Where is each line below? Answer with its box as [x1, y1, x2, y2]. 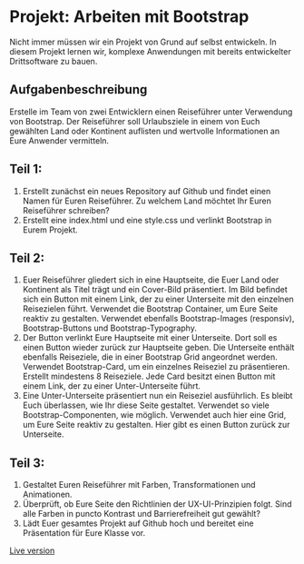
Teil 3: [9, 455, 45, 470]
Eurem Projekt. [22, 224, 79, 235]
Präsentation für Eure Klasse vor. [22, 528, 146, 539]
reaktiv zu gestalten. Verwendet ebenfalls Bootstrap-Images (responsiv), [22, 313, 295, 324]
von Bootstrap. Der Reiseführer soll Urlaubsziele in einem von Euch [9, 115, 260, 126]
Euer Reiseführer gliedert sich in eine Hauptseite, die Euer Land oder [22, 274, 279, 285]
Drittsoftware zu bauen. [9, 55, 98, 66]
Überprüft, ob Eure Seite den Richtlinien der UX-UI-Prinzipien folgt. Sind [22, 499, 292, 510]
